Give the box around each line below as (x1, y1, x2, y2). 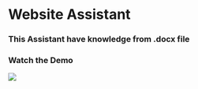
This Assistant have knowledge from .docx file (8, 34, 190, 45)
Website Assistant (8, 6, 132, 24)
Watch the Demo (8, 55, 73, 66)
